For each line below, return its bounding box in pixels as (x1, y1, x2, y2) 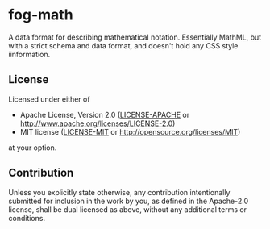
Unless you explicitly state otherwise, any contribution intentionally (8, 187, 231, 197)
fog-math (8, 6, 74, 24)
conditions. (8, 213, 46, 223)
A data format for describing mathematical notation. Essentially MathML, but (8, 32, 262, 42)
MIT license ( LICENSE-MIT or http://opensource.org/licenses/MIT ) (19, 127, 241, 136)
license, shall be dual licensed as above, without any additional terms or (8, 204, 247, 214)
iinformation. (8, 49, 51, 59)
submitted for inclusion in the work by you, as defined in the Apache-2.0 (8, 196, 248, 206)
